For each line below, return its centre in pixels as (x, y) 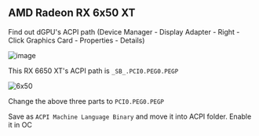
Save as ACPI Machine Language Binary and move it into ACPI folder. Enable (130, 116)
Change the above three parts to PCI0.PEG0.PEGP (86, 101)
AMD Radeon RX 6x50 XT (72, 13)
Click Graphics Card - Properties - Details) (77, 40)
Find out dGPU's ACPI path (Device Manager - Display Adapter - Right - (124, 31)
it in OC (20, 124)
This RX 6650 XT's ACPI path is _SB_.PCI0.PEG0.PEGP (93, 71)
